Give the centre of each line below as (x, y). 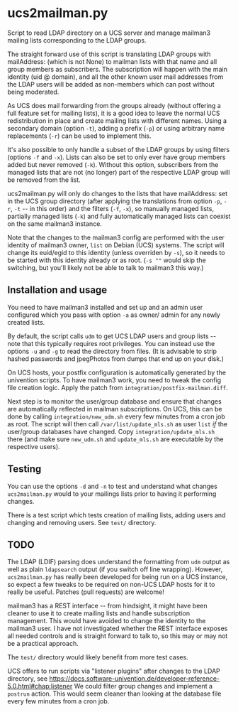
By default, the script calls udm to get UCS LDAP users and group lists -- (112, 336)
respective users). (34, 446)
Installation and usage (57, 290)
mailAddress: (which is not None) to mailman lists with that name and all (112, 61)
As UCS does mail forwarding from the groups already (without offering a (114, 105)
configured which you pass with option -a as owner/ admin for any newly (114, 315)
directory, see (28, 679)
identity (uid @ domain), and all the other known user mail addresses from (115, 77)
